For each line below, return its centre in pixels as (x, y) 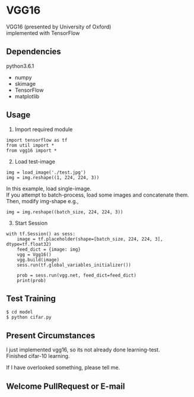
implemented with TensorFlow (43, 33)
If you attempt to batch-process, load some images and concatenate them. (98, 195)
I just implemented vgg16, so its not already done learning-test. (83, 350)
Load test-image (35, 161)
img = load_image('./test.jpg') (46, 172)
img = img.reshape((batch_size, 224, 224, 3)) (65, 212)
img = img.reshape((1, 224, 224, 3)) (53, 177)
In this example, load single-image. (49, 188)
